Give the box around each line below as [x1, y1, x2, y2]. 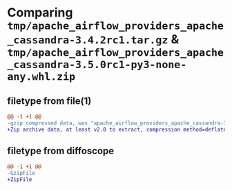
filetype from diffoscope [7, 145, 115, 157]
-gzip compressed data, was [7, 119, 88, 127]
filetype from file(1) [7, 95, 92, 107]
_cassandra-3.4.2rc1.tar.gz [7, 34, 168, 47]
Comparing [7, 5, 73, 21]
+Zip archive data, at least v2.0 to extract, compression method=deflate [7, 126, 227, 133]
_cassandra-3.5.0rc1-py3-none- [7, 59, 187, 72]
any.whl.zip [7, 70, 76, 83]
